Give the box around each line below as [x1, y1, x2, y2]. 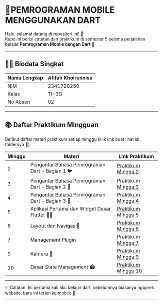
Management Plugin [30, 236, 76, 243]
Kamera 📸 [30, 250, 53, 257]
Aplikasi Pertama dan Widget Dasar [30, 205, 111, 212]
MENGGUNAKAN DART [5, 15, 101, 26]
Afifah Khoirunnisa [48, 74, 93, 81]
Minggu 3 [117, 183, 139, 190]
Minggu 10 [117, 267, 142, 274]
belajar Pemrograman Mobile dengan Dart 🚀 [5, 41, 95, 47]
